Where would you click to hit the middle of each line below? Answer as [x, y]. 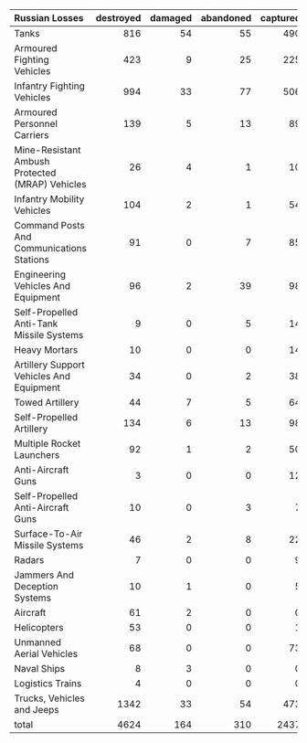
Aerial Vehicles [46, 654]
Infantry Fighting [49, 86]
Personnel [36, 124]
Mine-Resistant [48, 150]
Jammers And [44, 575]
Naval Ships [40, 669]
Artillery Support [49, 365]
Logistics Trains [48, 683]
